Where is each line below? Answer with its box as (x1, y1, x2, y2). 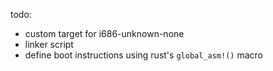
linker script (24, 39, 74, 50)
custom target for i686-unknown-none (24, 28, 185, 39)
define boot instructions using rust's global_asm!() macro (24, 49, 263, 61)
